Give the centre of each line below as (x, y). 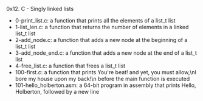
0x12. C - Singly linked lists (40, 9)
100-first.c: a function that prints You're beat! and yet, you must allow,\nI (105, 72)
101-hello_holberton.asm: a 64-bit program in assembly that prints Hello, (105, 85)
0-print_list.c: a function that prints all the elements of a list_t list (95, 20)
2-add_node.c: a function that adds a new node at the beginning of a (101, 40)
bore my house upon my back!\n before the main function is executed (102, 79)
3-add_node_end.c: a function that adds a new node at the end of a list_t (106, 53)
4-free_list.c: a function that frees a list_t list (70, 66)
